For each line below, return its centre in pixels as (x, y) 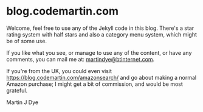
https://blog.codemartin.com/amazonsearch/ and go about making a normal (101, 77)
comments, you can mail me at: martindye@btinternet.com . (81, 59)
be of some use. (27, 41)
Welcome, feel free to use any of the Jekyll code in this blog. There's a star (100, 28)
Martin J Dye (22, 102)
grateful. (17, 90)
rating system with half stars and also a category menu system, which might (102, 34)
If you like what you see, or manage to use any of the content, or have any (99, 52)
